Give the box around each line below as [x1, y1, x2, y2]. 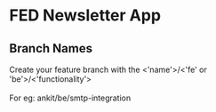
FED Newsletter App [9, 5, 162, 26]
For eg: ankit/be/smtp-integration [9, 92, 132, 103]
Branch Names [9, 41, 93, 56]
